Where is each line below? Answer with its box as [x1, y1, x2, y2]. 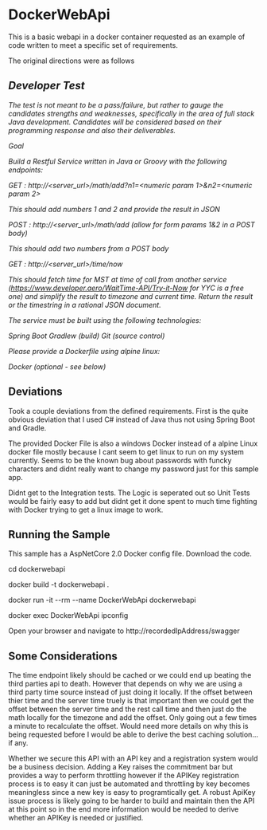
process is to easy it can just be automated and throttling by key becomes [8, 779, 250, 789]
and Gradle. [8, 423, 47, 432]
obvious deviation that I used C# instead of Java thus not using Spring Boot [8, 415, 256, 424]
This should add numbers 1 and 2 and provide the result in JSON [8, 204, 221, 214]
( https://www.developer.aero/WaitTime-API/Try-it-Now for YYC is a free [8, 283, 244, 293]
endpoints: [8, 165, 44, 175]
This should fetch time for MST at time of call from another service [8, 274, 227, 284]
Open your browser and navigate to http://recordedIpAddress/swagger [8, 626, 240, 635]
